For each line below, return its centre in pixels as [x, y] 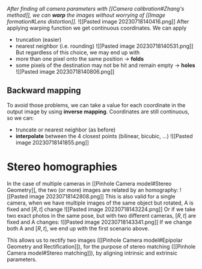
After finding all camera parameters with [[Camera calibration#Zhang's [96, 9]
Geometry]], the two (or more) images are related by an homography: [93, 190]
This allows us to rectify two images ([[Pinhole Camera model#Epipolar [95, 240]
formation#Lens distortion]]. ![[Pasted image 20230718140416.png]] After [98, 21]
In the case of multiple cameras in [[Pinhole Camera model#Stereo [89, 183]
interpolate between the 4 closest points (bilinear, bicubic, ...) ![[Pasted [104, 136]
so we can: [20, 118]
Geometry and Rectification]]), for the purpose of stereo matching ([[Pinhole [101, 246]
